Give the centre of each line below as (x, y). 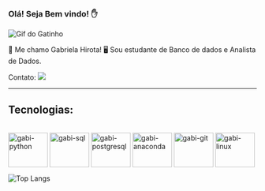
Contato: (22, 77)
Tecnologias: (41, 109)
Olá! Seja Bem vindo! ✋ (53, 13)
